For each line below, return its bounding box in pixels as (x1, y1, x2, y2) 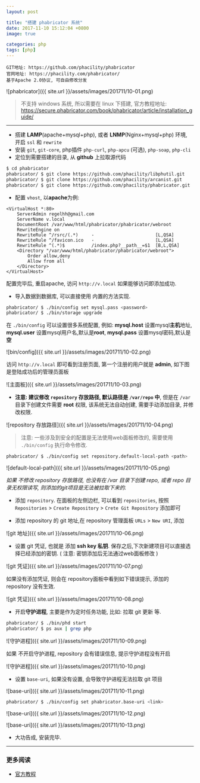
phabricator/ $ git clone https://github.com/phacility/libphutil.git (6, 171, 185, 177)
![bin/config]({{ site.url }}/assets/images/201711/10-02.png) (6, 348, 151, 356)
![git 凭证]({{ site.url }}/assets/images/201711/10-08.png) (6, 596, 144, 603)
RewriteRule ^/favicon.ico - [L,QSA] (17, 237, 174, 243)
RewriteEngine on (17, 227, 60, 233)
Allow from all (27, 258, 65, 264)
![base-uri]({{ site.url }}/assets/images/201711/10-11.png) (6, 687, 145, 694)
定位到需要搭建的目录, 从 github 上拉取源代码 (14, 154, 126, 160)
